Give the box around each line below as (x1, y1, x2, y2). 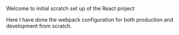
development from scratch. (6, 23, 72, 29)
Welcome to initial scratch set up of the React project (6, 5, 135, 12)
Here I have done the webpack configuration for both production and (6, 16, 174, 23)
